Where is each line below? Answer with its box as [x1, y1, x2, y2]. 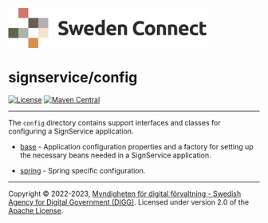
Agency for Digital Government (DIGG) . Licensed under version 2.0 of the [8, 197, 250, 207]
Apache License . [8, 205, 64, 215]
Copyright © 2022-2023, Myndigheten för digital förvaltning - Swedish [8, 189, 242, 198]
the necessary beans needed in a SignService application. [19, 150, 211, 160]
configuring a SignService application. [8, 126, 134, 136]
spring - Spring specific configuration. [19, 165, 146, 175]
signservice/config [8, 69, 138, 87]
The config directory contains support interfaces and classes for [8, 117, 221, 127]
